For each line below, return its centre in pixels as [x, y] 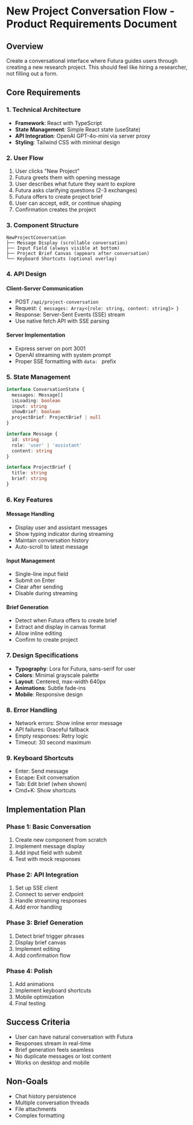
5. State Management [38, 377]
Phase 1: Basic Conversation [49, 827]
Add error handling [38, 907]
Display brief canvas [40, 942]
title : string [29, 473]
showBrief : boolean [36, 412]
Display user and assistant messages [61, 527]
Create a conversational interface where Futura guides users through [92, 61]
